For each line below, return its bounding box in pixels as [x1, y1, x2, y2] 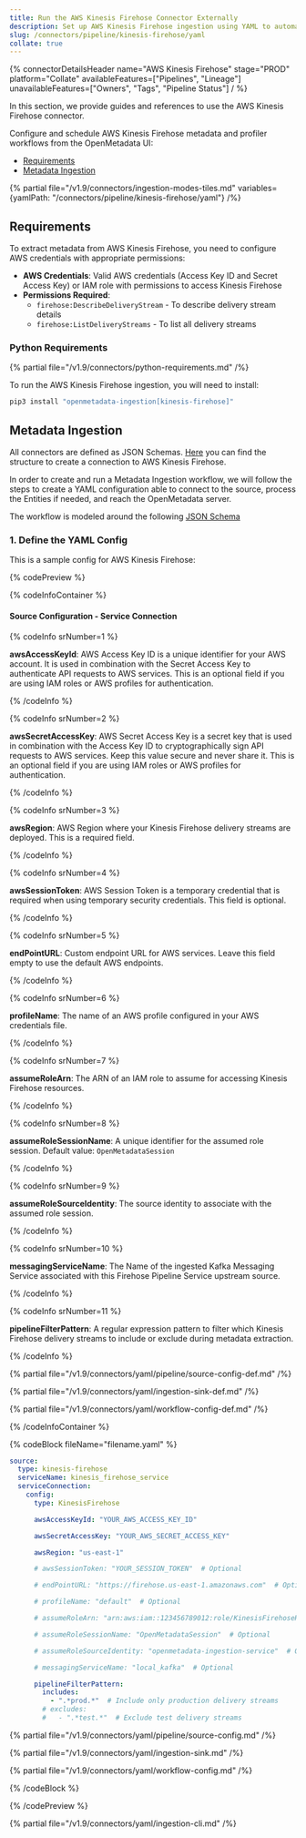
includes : [42, 1688, 79, 1697]
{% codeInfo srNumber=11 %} [9, 1305, 122, 1316]
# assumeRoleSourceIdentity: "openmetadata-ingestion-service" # [33, 1646, 291, 1656]
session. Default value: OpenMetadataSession [9, 1145, 175, 1156]
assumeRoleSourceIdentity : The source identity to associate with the [9, 1198, 272, 1209]
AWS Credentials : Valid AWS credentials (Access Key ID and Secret [22, 271, 278, 281]
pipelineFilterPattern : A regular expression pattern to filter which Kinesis [9, 1322, 284, 1334]
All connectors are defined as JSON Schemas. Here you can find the [9, 447, 267, 458]
